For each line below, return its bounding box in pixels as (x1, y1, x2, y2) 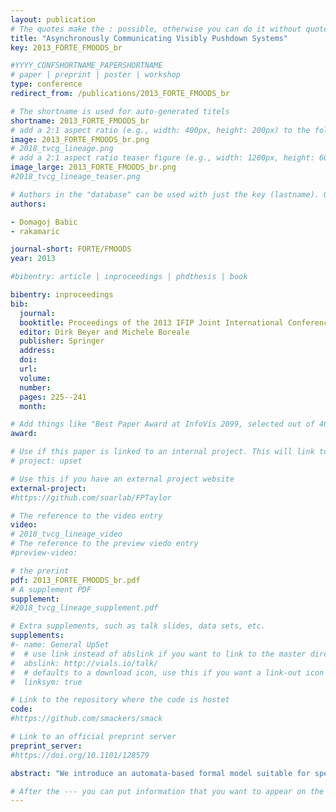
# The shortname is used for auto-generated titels (10, 106, 230, 116)
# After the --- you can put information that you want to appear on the (10, 786, 325, 796)
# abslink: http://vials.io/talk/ (10, 658, 159, 668)
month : (19, 401, 47, 411)
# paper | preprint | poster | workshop (10, 70, 182, 80)
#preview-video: (10, 548, 78, 558)
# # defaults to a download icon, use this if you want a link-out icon (10, 667, 325, 678)
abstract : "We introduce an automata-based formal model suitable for (10, 768, 311, 778)
